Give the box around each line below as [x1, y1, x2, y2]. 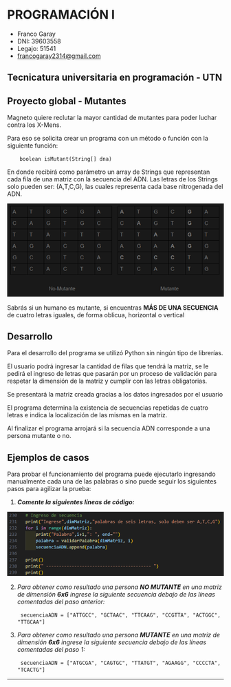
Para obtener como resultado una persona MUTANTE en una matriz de [16, 630, 221, 639]
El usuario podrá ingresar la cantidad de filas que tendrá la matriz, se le [7, 362, 209, 370]
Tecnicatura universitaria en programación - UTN [7, 72, 222, 83]
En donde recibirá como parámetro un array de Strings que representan [7, 168, 210, 176]
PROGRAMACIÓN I [7, 7, 115, 23]
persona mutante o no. [7, 432, 71, 440]
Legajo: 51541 [16, 44, 56, 52]
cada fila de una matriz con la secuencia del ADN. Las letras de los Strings [7, 175, 218, 183]
